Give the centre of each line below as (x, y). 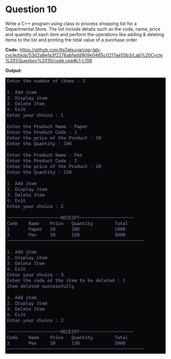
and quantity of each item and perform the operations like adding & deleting (85, 34)
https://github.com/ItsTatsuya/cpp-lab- (60, 50)
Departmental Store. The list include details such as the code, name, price (83, 29)
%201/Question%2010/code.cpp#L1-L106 (49, 60)
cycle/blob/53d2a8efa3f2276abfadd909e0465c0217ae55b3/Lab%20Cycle (84, 55)
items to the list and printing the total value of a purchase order (71, 40)
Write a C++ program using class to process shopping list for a (71, 23)
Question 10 (31, 9)
